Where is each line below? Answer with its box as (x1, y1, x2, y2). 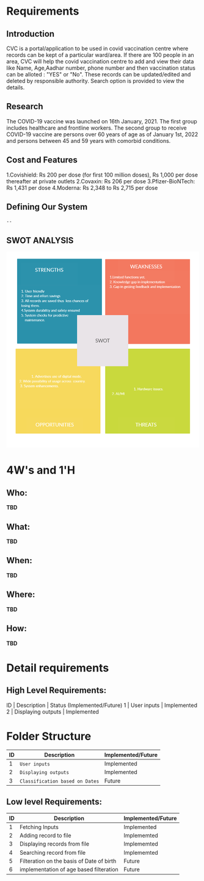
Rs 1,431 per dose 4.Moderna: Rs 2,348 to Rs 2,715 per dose (6, 184, 158, 191)
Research (6, 101, 44, 112)
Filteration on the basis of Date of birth (20, 857, 117, 865)
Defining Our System (6, 202, 88, 212)
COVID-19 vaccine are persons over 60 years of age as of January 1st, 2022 (6, 130, 199, 138)
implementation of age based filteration (20, 866, 119, 873)
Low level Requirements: (6, 796, 103, 807)
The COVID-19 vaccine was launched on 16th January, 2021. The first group (6, 117, 197, 125)
